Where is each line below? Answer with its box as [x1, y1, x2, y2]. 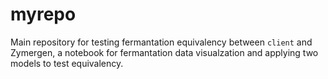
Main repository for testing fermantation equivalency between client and [10, 36, 313, 48]
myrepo [10, 3, 77, 26]
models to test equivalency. [10, 57, 124, 69]
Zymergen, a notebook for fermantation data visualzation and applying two [10, 46, 319, 58]
